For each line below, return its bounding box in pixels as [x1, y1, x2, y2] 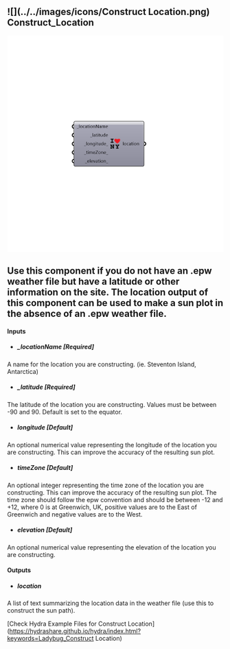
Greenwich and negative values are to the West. [7, 510, 143, 518]
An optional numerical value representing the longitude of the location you [7, 440, 218, 449]
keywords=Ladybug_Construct [7, 635, 94, 643]
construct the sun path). [7, 606, 76, 615]
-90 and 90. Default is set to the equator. [7, 408, 122, 416]
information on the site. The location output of [7, 287, 208, 298]
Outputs [7, 566, 32, 574]
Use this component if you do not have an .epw [7, 265, 212, 277]
